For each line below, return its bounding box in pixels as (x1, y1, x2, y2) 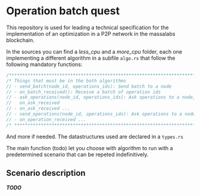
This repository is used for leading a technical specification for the (6, 24, 169, 31)
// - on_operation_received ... (6, 116, 86, 123)
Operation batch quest (6, 4, 120, 18)
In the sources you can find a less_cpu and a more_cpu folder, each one (6, 48, 183, 55)
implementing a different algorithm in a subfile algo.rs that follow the (6, 54, 176, 61)
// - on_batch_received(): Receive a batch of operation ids (6, 89, 161, 95)
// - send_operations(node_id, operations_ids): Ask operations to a (6, 111, 183, 117)
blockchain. (6, 36, 35, 43)
